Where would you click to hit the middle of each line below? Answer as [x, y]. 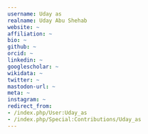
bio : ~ [17, 40]
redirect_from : [30, 106]
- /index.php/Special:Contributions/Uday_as [74, 119]
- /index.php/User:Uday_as [47, 113]
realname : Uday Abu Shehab [47, 21]
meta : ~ [19, 93]
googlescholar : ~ [33, 67]
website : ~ [23, 27]
